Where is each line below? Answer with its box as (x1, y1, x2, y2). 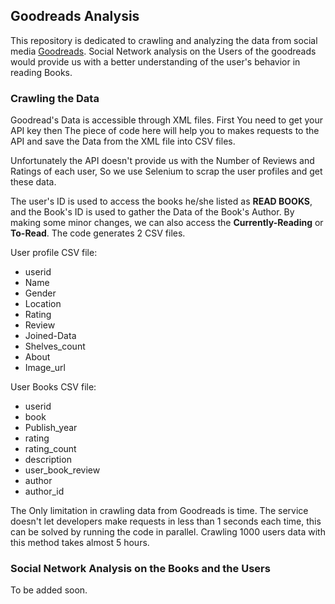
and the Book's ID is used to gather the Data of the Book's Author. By (10, 206, 295, 218)
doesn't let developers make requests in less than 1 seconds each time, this (10, 515, 322, 528)
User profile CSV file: (10, 247, 98, 259)
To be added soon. (10, 584, 88, 596)
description (24, 454, 72, 466)
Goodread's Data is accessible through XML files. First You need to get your (10, 114, 323, 126)
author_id (24, 485, 65, 498)
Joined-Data (24, 330, 77, 342)
